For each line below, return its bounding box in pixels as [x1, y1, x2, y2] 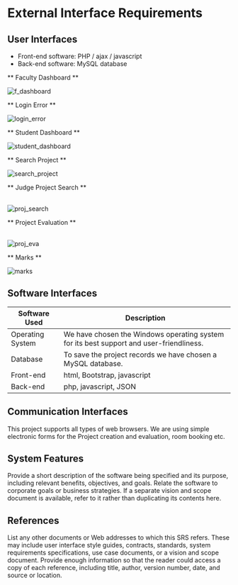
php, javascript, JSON [63, 381, 137, 391]
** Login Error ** [7, 101, 57, 109]
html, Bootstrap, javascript [63, 370, 151, 380]
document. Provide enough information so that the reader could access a [7, 556, 221, 564]
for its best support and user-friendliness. [63, 338, 204, 348]
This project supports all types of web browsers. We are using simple [7, 424, 210, 433]
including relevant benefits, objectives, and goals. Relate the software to [7, 479, 218, 487]
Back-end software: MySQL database [17, 60, 127, 68]
